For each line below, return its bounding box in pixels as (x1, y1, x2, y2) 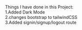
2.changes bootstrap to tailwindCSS (5, 15, 78, 20)
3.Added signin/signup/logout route (5, 19, 77, 25)
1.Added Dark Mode (5, 9, 45, 15)
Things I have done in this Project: (5, 4, 74, 10)
